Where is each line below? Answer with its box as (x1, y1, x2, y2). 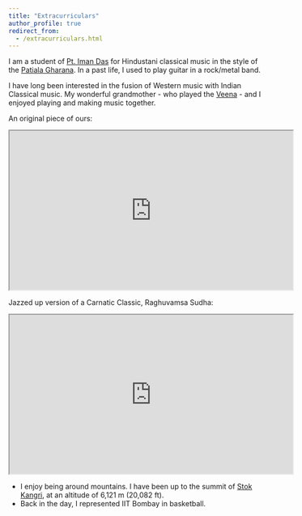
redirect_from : (8, 27, 60, 35)
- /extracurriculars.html (15, 34, 104, 43)
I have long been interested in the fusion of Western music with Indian (8, 81, 241, 91)
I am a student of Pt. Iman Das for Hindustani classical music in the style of (8, 57, 258, 66)
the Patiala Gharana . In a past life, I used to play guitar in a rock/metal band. (8, 66, 262, 75)
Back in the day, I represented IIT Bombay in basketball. (19, 499, 206, 509)
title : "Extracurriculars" (8, 11, 100, 20)
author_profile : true (8, 19, 82, 27)
